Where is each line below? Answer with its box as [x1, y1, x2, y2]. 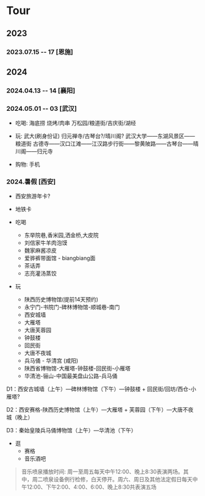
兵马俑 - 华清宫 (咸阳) [24, 357, 79, 364]
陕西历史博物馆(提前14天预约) [24, 296, 99, 303]
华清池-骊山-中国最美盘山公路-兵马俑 [24, 372, 118, 380]
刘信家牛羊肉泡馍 [24, 239, 68, 247]
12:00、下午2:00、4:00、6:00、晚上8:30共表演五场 [26, 483, 157, 490]
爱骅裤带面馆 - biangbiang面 [24, 255, 96, 262]
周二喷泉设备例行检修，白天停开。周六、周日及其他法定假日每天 [32, 476, 193, 483]
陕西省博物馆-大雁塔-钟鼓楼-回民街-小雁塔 [24, 365, 131, 372]
